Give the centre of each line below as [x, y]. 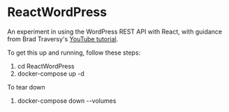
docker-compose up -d [51, 73]
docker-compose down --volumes [67, 100]
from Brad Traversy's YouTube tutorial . [63, 38]
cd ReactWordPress [46, 66]
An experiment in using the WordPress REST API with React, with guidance [114, 31]
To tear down [26, 87]
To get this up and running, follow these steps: [74, 52]
